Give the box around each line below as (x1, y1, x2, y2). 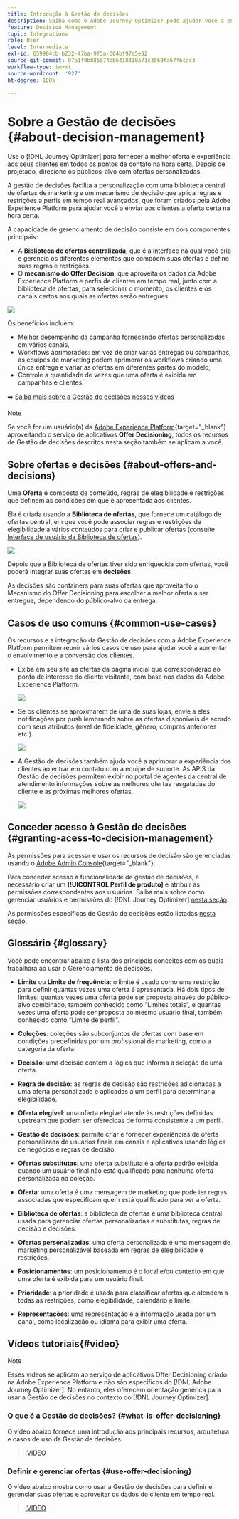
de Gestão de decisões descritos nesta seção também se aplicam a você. (7, 438, 224, 447)
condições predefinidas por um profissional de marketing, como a (17, 1037, 211, 1045)
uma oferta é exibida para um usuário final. (17, 1274, 144, 1283)
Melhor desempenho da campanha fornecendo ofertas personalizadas (17, 333, 225, 342)
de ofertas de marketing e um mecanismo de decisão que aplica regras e (7, 189, 222, 197)
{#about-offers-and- (122, 459, 217, 471)
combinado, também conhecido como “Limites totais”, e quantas (31, 1000, 221, 1008)
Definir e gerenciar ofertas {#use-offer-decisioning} (7, 1466, 192, 1476)
